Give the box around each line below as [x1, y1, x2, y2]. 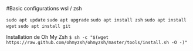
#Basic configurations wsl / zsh [6, 5, 82, 12]
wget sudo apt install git [6, 23, 71, 29]
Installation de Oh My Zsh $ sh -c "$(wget [6, 34, 109, 40]
